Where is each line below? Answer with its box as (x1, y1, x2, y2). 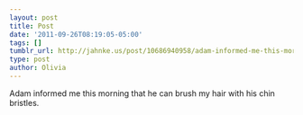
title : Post (9, 22, 54, 31)
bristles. (9, 97, 40, 108)
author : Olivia (9, 64, 67, 73)
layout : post (9, 13, 59, 22)
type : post (9, 55, 50, 64)
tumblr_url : (9, 47, 54, 56)
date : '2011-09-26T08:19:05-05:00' (9, 30, 143, 39)
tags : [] (9, 38, 42, 48)
